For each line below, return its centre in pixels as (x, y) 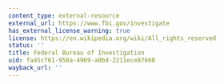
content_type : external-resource (64, 16)
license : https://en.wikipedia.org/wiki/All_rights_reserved (112, 38)
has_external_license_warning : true (69, 30)
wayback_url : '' (35, 68)
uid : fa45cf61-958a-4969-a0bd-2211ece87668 (82, 61)
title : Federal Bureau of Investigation (77, 53)
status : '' (26, 46)
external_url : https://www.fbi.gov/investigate (89, 23)
